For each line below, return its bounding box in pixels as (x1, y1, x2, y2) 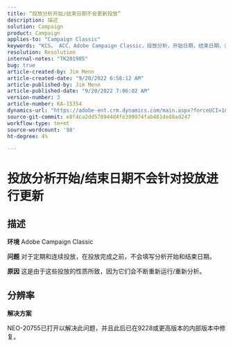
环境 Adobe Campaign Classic (7, 237, 94, 246)
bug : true (7, 62, 36, 69)
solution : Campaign (7, 23, 64, 30)
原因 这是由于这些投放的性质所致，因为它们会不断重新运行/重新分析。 (7, 267, 206, 276)
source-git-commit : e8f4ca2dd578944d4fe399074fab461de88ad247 (7, 113, 191, 120)
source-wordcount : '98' (7, 126, 76, 133)
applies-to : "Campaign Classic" (7, 36, 101, 43)
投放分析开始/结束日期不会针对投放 (7, 171, 207, 187)
